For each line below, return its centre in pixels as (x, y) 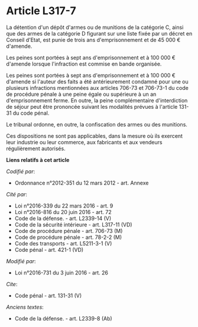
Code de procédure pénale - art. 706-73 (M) (69, 231)
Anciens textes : (25, 307)
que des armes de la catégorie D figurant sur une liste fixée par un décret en (99, 33)
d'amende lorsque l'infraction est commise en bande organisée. (84, 64)
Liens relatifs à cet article (38, 160)
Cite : (12, 284)
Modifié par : (21, 261)
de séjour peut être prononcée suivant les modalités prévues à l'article (92, 106)
